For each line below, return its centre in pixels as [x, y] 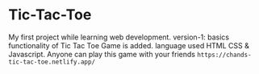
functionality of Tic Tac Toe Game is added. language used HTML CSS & [129, 45]
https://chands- [224, 55]
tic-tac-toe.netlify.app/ [52, 62]
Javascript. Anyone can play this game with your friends [102, 54]
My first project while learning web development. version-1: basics [119, 37]
